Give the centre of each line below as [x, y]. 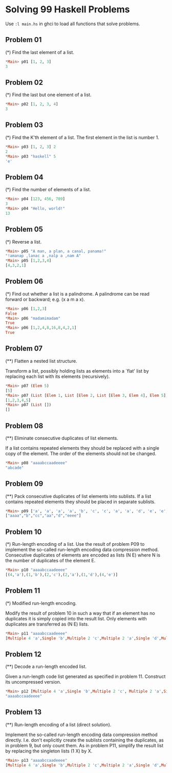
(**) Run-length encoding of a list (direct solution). [58, 724]
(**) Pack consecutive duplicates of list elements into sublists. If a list [78, 496]
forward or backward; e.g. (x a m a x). [45, 299]
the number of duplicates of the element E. [50, 561]
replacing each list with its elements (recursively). [58, 376]
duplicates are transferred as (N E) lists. [47, 624]
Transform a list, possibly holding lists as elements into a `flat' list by [77, 371]
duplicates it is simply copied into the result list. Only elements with [76, 618]
